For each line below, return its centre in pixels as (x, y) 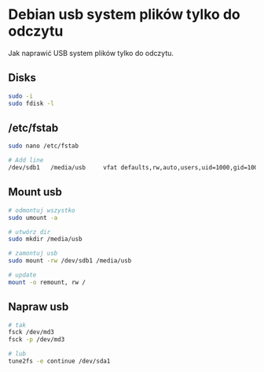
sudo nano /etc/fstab (44, 146)
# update (22, 275)
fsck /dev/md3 (31, 333)
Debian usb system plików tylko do (125, 15)
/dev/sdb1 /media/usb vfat (63, 168)
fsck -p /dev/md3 (37, 340)
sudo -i (21, 96)
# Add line (26, 160)
